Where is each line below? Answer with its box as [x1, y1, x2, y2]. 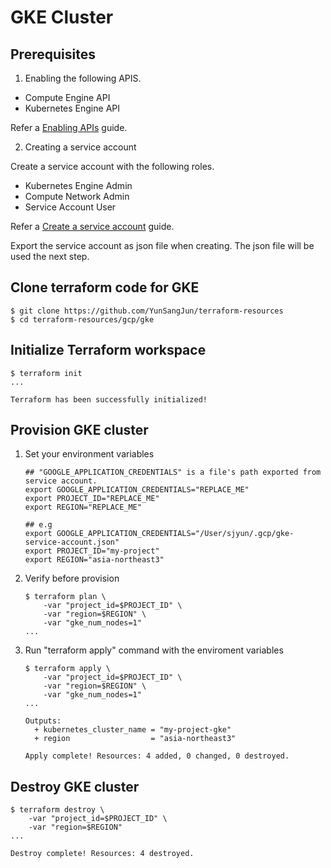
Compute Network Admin [24, 191, 130, 202]
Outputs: [24, 716, 62, 726]
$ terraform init [10, 368, 83, 378]
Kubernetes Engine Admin [24, 180, 133, 191]
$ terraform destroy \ [10, 805, 105, 815]
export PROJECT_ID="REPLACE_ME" [24, 494, 160, 504]
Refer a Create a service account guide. [10, 221, 175, 232]
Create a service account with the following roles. [10, 161, 215, 172]
